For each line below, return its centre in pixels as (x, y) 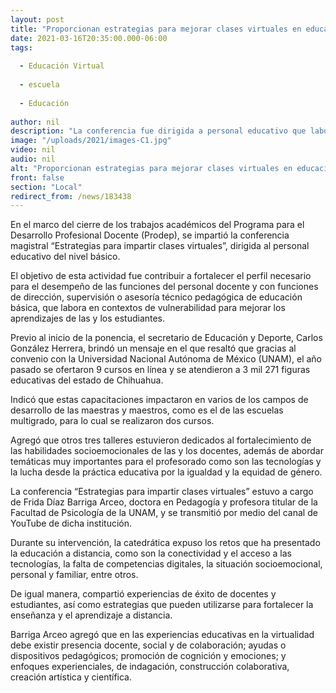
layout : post (37, 19)
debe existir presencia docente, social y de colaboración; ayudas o (148, 645)
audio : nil (33, 159)
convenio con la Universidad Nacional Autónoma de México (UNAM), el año (166, 359)
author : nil (35, 122)
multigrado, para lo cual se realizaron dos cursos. (112, 421)
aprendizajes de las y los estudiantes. (88, 318)
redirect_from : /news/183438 (71, 196)
